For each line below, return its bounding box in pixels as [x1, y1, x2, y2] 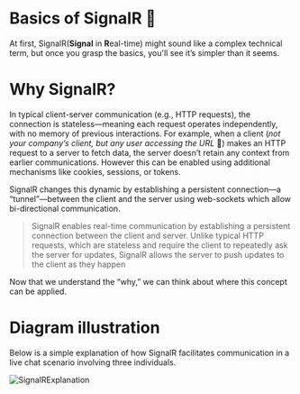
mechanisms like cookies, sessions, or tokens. [9, 166, 182, 177]
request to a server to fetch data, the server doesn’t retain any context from [9, 147, 290, 158]
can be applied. [9, 286, 68, 297]
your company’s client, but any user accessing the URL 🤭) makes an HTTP [9, 137, 286, 148]
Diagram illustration [9, 317, 160, 338]
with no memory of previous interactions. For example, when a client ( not [9, 128, 281, 139]
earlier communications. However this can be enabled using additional [9, 157, 270, 168]
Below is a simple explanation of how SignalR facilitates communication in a [9, 347, 290, 358]
